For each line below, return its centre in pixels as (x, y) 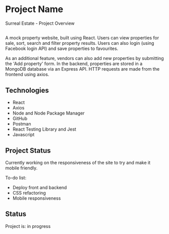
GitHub (20, 119)
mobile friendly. (21, 168)
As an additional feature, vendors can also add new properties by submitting (84, 58)
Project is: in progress (28, 226)
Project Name (34, 9)
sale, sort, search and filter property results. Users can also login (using (80, 43)
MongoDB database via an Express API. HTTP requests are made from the (82, 69)
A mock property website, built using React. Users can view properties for (82, 38)
